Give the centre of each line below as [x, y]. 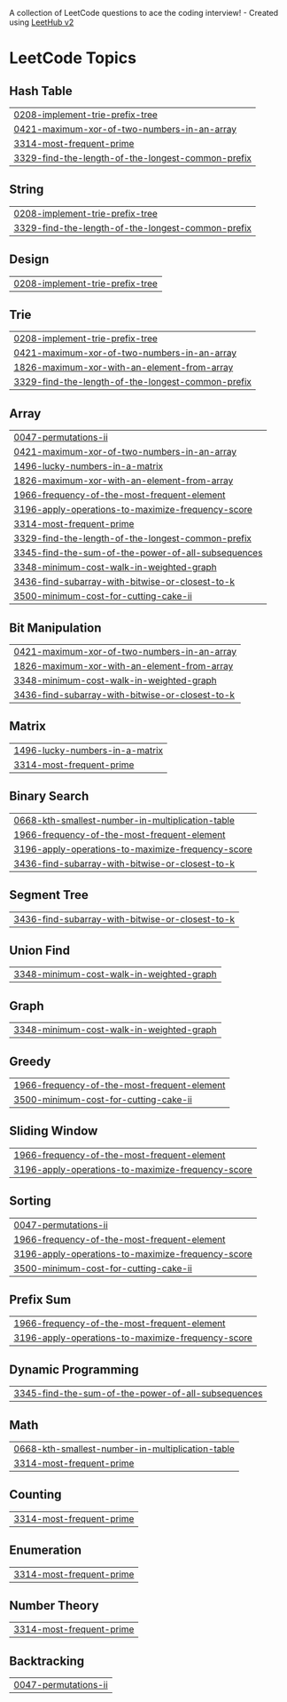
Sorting [30, 1201]
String [27, 190]
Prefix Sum [40, 1299]
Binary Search [49, 796]
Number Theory [54, 1606]
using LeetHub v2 [42, 22]
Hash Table [41, 91]
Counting [35, 1495]
